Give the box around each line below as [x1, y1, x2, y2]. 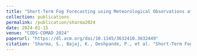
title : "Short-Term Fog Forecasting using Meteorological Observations [6, 8, 185, 15]
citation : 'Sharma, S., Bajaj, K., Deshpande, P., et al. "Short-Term [6, 41, 182, 47]
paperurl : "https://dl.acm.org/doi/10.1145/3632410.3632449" [6, 36, 159, 41]
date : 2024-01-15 [6, 24, 49, 31]
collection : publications [6, 14, 69, 20]
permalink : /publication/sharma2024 [6, 19, 96, 25]
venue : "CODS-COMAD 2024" [6, 30, 69, 36]
